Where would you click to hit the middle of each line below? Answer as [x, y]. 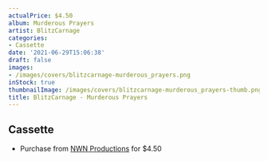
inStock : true [32, 82]
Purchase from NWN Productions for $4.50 [91, 149]
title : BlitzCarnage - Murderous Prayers [78, 97]
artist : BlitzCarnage [44, 30]
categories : [28, 38]
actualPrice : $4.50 [41, 16]
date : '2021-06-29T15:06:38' [57, 53]
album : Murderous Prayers [51, 23]
